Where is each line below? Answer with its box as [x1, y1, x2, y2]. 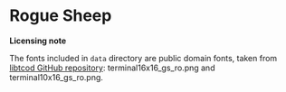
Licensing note [9, 35, 67, 46]
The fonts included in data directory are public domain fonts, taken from [9, 52, 278, 63]
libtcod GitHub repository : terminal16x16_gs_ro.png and [9, 62, 215, 73]
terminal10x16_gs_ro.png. [9, 71, 104, 82]
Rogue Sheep [9, 5, 112, 26]
